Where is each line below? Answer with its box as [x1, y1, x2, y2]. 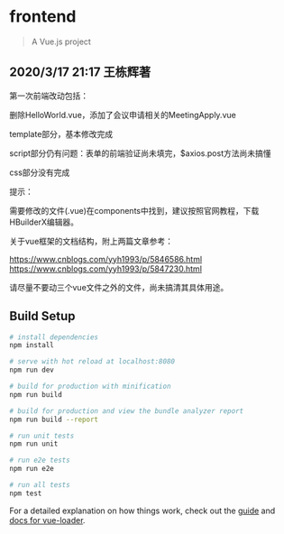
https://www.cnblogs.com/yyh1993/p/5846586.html [9, 253, 203, 264]
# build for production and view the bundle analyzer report [9, 406, 244, 416]
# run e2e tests [9, 456, 70, 465]
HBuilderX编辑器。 [9, 216, 79, 227]
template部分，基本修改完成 [9, 128, 114, 139]
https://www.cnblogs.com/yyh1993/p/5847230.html [9, 263, 203, 274]
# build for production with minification [9, 382, 171, 391]
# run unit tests [9, 431, 75, 440]
